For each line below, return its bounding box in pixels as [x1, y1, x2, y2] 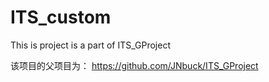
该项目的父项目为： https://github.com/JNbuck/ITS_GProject [10, 59, 259, 71]
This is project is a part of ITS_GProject [10, 39, 171, 51]
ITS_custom [10, 6, 112, 29]
